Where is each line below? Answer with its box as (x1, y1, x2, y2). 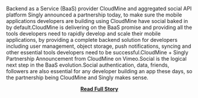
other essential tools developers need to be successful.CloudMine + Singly (6, 49, 189, 55)
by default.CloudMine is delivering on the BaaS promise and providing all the (6, 24, 192, 31)
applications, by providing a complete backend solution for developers (6, 37, 178, 43)
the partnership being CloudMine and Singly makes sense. (6, 74, 149, 81)
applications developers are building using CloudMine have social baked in (6, 18, 188, 24)
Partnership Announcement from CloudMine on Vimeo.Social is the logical (6, 55, 187, 62)
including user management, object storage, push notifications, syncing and (6, 43, 191, 50)
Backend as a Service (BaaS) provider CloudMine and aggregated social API (6, 5, 192, 12)
